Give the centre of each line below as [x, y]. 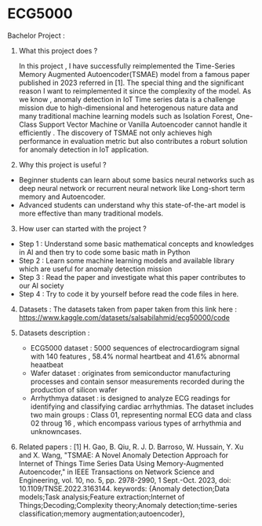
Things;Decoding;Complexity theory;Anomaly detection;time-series [128, 505]
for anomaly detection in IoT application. [84, 149]
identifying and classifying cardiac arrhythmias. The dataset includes [142, 406]
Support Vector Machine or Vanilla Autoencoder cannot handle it [143, 124]
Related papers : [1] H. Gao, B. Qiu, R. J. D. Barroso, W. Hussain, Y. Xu [131, 447]
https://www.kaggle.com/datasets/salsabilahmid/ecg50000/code [124, 317]
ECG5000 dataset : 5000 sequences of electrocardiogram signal [135, 348]
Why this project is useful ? [62, 164]
